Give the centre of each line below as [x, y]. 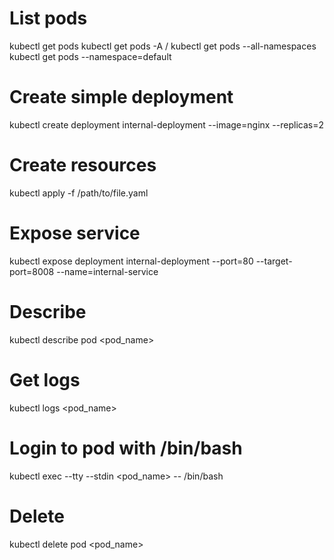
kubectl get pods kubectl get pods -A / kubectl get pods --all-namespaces [163, 46]
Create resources [83, 165]
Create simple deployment [121, 97]
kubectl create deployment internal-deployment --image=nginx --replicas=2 [166, 124]
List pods [48, 18]
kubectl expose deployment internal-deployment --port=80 [131, 261]
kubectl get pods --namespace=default [90, 56]
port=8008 [32, 271]
